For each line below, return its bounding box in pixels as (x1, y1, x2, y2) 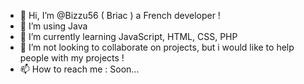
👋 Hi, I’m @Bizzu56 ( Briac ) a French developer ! (19, 10, 221, 21)
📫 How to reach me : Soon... (19, 63, 140, 75)
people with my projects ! (19, 52, 125, 64)
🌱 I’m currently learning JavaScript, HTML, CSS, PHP (19, 31, 238, 42)
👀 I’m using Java (19, 20, 88, 32)
